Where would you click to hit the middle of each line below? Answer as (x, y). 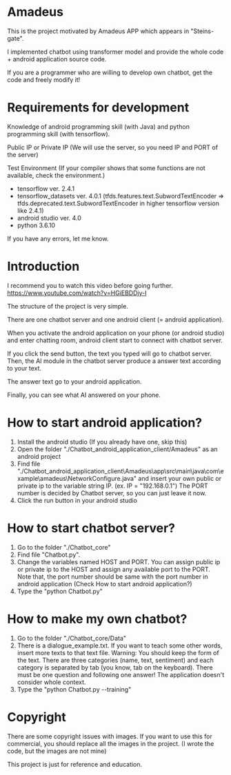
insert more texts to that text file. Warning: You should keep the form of (118, 652)
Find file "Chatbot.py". (49, 555)
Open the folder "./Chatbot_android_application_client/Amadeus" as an (117, 449)
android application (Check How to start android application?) (104, 583)
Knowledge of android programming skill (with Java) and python (98, 126)
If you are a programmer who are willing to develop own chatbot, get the (110, 72)
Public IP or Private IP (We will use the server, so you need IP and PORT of (113, 147)
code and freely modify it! (44, 79)
